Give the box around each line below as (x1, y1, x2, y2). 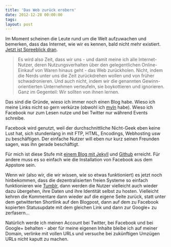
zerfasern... (5, 210, 30, 216)
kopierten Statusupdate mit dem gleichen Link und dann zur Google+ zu (5, 205, 157, 211)
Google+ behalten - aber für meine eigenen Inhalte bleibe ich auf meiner (5, 225, 158, 231)
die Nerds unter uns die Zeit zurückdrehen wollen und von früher (17, 72, 155, 79)
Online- (141, 62, 157, 68)
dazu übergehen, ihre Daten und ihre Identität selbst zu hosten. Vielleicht (5, 188, 159, 194)
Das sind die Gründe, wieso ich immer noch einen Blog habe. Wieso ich (5, 99, 156, 105)
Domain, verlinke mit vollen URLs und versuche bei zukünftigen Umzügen (5, 231, 160, 237)
